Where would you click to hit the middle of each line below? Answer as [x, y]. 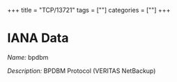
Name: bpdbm [28, 57]
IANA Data [38, 38]
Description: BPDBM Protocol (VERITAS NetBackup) [82, 71]
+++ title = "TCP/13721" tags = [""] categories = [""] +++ [89, 10]
